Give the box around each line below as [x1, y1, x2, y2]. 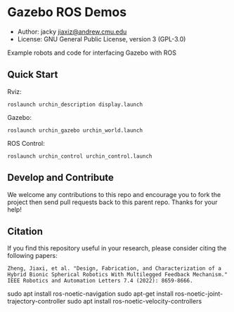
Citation [7, 225, 44, 237]
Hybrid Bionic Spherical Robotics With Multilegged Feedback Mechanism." [7, 271, 228, 278]
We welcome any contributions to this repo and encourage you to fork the [7, 190, 221, 198]
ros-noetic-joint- [174, 290, 223, 298]
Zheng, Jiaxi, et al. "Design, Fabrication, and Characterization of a [7, 265, 221, 272]
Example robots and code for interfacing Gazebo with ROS [7, 48, 177, 57]
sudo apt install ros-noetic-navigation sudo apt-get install [7, 290, 174, 298]
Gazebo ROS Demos [7, 4, 127, 20]
